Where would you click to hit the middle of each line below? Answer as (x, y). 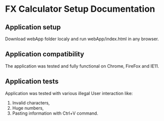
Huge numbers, (28, 108)
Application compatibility (45, 54)
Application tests (32, 82)
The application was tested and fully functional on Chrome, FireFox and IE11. (82, 66)
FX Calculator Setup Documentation (80, 9)
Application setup (33, 27)
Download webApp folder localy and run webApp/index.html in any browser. (82, 39)
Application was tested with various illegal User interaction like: (69, 93)
